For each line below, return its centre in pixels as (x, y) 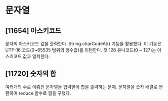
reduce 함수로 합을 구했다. (45, 93)
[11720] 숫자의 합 (31, 74)
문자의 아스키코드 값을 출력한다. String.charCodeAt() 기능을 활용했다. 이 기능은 (83, 44)
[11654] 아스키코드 (33, 31)
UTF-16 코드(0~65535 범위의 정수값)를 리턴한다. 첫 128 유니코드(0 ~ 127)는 (81, 50)
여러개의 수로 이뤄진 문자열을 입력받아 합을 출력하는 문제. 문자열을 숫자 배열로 (81, 87)
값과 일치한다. (36, 56)
